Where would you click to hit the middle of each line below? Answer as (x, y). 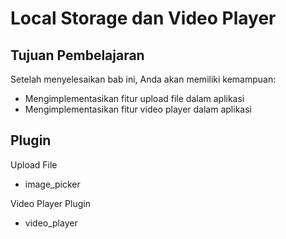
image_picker (52, 184)
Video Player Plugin (50, 203)
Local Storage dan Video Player (143, 18)
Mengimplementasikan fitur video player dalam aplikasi (138, 109)
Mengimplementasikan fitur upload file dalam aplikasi (134, 98)
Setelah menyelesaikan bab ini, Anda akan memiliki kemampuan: (143, 79)
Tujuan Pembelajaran (77, 55)
